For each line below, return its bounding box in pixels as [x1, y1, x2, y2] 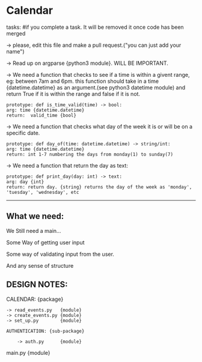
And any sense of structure [6, 262, 74, 269]
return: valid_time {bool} [6, 112, 77, 118]
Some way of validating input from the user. [6, 250, 114, 258]
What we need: [6, 211, 64, 222]
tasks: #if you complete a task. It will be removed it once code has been [6, 23, 185, 31]
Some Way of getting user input [6, 238, 85, 246]
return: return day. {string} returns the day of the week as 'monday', [6, 184, 192, 190]
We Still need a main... [6, 227, 61, 234]
